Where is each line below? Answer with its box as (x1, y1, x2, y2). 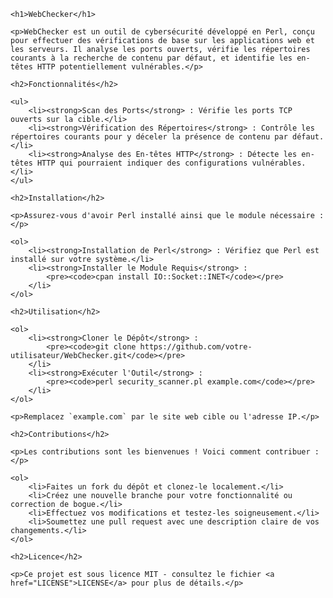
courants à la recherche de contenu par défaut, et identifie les (10, 53, 293, 63)
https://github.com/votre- (139, 342, 253, 352)
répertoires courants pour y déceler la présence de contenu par (10, 132, 288, 142)
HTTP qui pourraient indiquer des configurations (36, 158, 248, 168)
